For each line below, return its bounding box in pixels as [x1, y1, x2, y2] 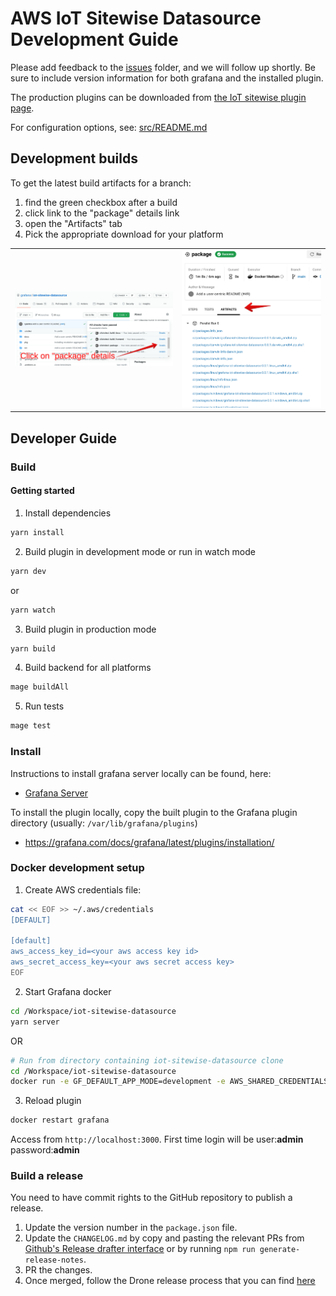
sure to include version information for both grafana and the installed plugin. [10, 72, 324, 84]
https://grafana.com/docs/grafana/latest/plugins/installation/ [24, 836, 275, 848]
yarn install [10, 527, 65, 537]
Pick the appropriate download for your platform [24, 228, 224, 240]
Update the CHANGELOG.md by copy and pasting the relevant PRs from [24, 1232, 305, 1244]
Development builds [10, 150, 138, 167]
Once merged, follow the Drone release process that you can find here [24, 1275, 316, 1287]
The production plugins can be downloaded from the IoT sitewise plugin [10, 91, 307, 103]
